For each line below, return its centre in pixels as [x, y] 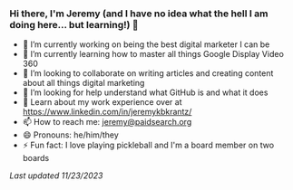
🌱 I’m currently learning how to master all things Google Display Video [153, 54]
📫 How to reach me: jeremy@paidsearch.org [107, 122]
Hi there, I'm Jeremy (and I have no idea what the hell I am [139, 14]
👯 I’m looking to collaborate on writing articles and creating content [148, 73]
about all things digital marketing [83, 83]
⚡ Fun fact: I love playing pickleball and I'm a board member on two [148, 145]
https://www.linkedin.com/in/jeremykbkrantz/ [107, 112]
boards [36, 158]
